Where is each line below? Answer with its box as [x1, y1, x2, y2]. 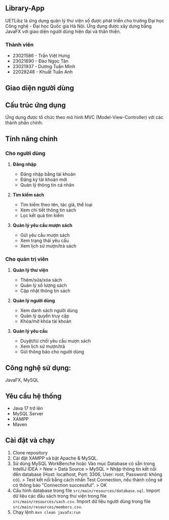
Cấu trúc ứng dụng [5, 101, 66, 109]
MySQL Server [12, 410, 44, 416]
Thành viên [5, 41, 34, 48]
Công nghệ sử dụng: [5, 363, 71, 372]
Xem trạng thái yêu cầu [20, 237, 69, 243]
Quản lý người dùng [12, 297, 55, 304]
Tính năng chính [5, 134, 58, 143]
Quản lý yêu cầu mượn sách [12, 222, 73, 228]
